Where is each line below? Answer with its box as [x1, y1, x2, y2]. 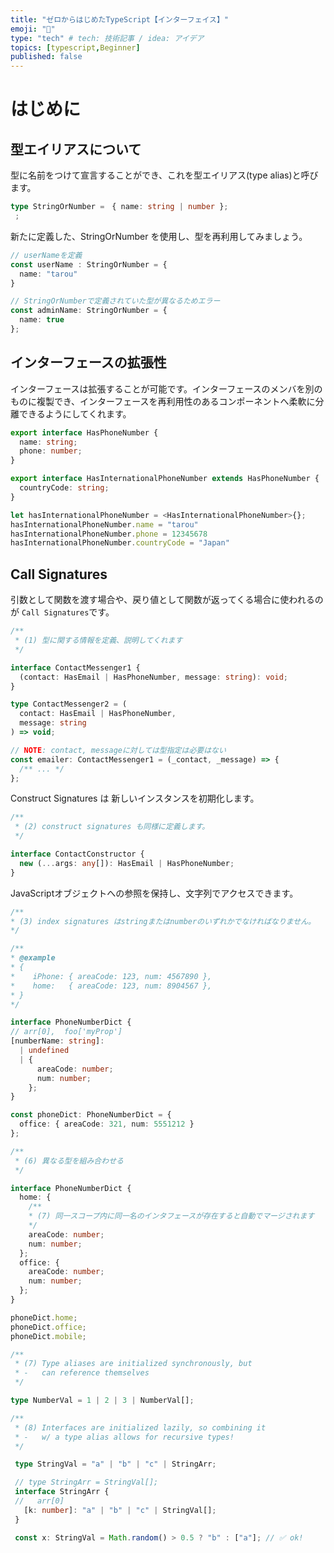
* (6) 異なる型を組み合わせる [14, 1156, 124, 1166]
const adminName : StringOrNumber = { [10, 306, 168, 316]
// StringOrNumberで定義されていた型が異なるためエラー [10, 296, 221, 306]
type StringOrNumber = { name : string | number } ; [10, 202, 229, 212]
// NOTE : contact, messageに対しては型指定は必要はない [10, 745, 227, 755]
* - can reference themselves [14, 1368, 150, 1378]
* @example [10, 953, 56, 963]
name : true [19, 315, 65, 325]
